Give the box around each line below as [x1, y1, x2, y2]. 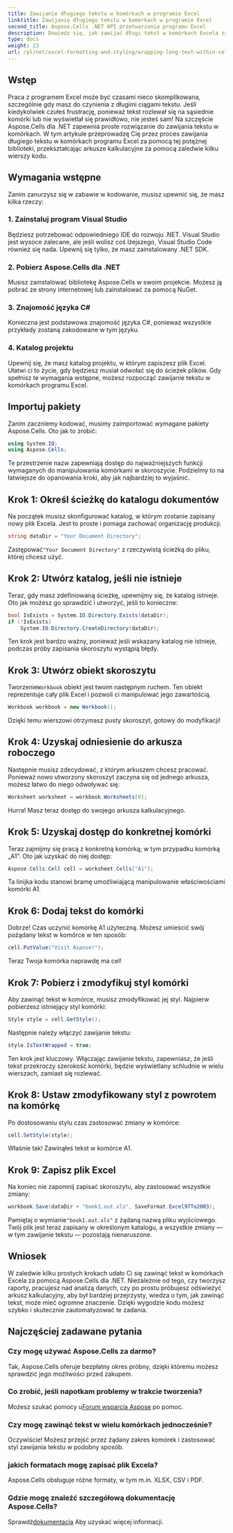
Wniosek [8, 1251, 47, 1262]
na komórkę [8, 1100, 60, 1112]
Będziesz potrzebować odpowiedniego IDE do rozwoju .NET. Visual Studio [8, 230, 220, 239]
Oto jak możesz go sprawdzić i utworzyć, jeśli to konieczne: [8, 598, 178, 606]
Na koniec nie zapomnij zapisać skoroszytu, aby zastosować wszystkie [8, 1183, 212, 1191]
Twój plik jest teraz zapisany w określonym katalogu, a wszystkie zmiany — [8, 1223, 223, 1232]
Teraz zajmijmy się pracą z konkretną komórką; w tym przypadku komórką [8, 844, 221, 853]
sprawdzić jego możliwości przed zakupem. [8, 1370, 133, 1378]
